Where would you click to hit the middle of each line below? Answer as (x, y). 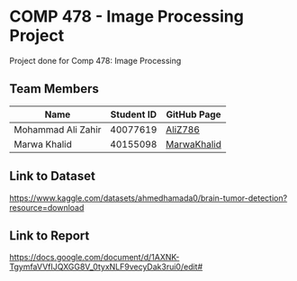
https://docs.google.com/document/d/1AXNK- (94, 258)
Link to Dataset (53, 176)
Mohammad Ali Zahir (58, 130)
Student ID (134, 114)
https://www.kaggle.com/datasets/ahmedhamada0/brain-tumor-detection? (148, 198)
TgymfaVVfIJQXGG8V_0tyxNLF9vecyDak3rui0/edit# (106, 267)
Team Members (54, 89)
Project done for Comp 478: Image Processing (95, 60)
